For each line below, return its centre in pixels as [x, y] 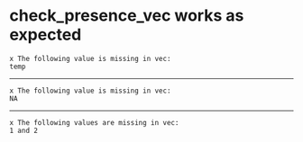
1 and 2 [24, 130]
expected [46, 35]
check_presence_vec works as [127, 16]
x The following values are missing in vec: [94, 122]
